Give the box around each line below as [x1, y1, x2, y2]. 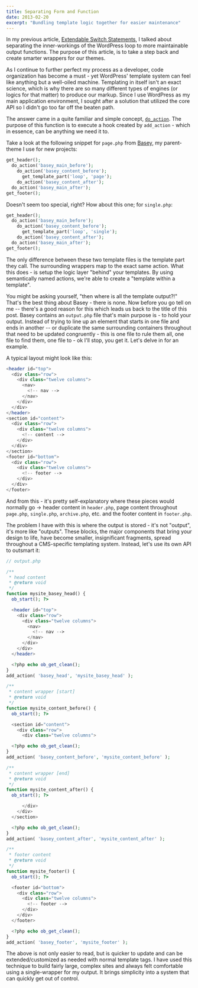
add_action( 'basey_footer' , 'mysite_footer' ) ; [6, 939, 128, 945]
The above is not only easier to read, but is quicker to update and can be [6, 950, 183, 957]
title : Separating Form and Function [6, 8, 99, 15]
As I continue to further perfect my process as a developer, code [6, 66, 164, 73]
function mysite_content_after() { [6, 787, 94, 793]
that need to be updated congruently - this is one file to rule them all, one [6, 330, 184, 337]
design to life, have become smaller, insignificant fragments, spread [6, 534, 171, 541]
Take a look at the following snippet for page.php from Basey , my [6, 140, 163, 147]
